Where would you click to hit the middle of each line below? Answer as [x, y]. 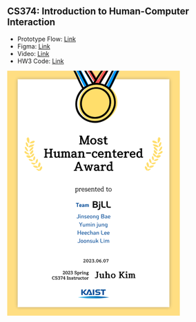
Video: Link [33, 53]
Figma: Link [33, 46]
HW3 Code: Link [40, 61]
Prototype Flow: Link [46, 39]
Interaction [31, 23]
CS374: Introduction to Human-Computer [98, 11]
